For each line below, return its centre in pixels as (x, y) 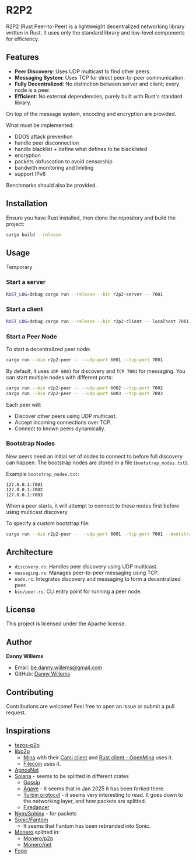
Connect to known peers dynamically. (60, 429)
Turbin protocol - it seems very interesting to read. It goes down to (103, 794)
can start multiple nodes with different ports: (60, 377)
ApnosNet (27, 770)
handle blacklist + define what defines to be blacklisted (81, 149)
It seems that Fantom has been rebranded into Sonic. (87, 825)
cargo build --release (34, 235)
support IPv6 (30, 174)
